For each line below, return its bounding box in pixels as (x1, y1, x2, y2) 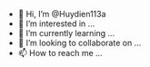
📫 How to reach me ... (17, 48, 103, 58)
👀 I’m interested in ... (17, 18, 95, 29)
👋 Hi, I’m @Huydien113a (17, 9, 106, 19)
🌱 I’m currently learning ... (17, 28, 115, 38)
